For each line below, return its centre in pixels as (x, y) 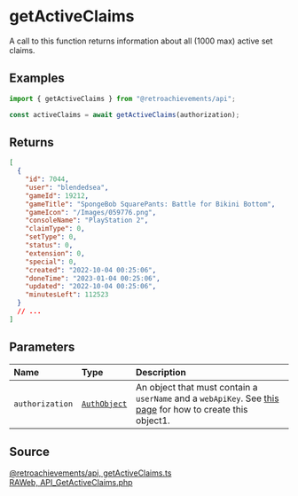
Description (161, 372)
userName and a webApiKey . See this (208, 398)
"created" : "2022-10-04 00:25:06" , (91, 270)
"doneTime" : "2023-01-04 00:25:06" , (93, 278)
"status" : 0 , (49, 246)
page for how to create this (192, 409)
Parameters (42, 347)
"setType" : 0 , (51, 237)
